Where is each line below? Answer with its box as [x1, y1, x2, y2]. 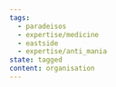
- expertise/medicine [17, 30, 100, 39]
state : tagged [9, 55, 63, 64]
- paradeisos [17, 22, 67, 31]
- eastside [17, 38, 59, 48]
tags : [9, 13, 30, 23]
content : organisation [9, 64, 95, 73]
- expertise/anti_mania [17, 47, 107, 56]
